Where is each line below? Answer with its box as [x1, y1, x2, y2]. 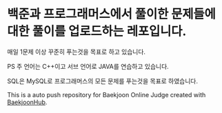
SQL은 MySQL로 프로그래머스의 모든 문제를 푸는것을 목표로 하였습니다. [7, 76, 199, 85]
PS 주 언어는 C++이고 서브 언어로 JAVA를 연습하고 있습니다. [7, 62, 169, 70]
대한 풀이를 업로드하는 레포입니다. [7, 23, 187, 39]
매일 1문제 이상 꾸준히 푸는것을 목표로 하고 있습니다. [7, 48, 146, 56]
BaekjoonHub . [7, 98, 48, 106]
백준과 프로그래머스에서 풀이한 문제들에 [7, 6, 216, 22]
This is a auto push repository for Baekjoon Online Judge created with [7, 90, 206, 99]
